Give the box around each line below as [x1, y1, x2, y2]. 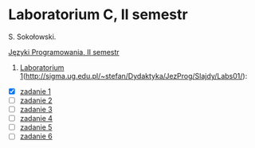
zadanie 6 [19, 131, 53, 141]
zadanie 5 [19, 123, 53, 132]
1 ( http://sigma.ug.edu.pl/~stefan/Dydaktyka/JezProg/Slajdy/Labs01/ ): [19, 71, 248, 80]
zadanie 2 [19, 95, 53, 105]
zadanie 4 [19, 114, 53, 123]
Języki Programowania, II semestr [8, 47, 120, 56]
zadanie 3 [19, 105, 53, 115]
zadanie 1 [19, 86, 52, 96]
